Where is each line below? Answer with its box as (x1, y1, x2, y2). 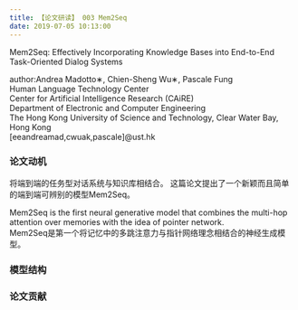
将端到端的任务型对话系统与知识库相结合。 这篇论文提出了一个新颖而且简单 (9, 177, 290, 188)
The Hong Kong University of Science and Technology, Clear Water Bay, (9, 112, 279, 123)
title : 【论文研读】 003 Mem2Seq (9, 13, 128, 23)
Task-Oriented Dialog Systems (9, 56, 123, 67)
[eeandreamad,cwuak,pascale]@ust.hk (9, 131, 156, 142)
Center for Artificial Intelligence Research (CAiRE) (9, 92, 195, 104)
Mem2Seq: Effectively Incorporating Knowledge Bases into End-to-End (9, 46, 274, 57)
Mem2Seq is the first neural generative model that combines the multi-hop (9, 207, 288, 218)
